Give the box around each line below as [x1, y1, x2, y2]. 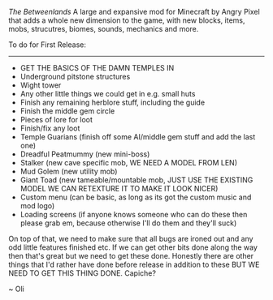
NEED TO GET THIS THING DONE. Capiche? [8, 268, 157, 278]
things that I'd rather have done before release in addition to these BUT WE [8, 259, 260, 269]
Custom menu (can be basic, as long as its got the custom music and [19, 192, 252, 202]
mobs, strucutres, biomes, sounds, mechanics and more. [8, 24, 199, 33]
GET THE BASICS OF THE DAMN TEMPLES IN [19, 63, 175, 72]
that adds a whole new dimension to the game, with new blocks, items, [8, 15, 245, 25]
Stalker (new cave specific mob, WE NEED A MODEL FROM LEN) [19, 158, 238, 167]
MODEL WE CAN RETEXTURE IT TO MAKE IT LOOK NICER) [19, 184, 219, 193]
